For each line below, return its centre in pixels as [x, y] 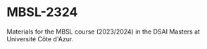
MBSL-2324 [42, 12]
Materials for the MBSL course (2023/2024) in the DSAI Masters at [103, 31]
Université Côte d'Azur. [40, 38]
